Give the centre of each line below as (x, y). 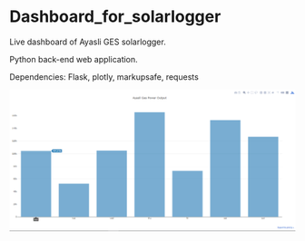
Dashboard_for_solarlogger (115, 17)
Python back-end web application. (74, 59)
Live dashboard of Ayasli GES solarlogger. (88, 42)
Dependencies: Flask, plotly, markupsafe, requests (104, 77)
